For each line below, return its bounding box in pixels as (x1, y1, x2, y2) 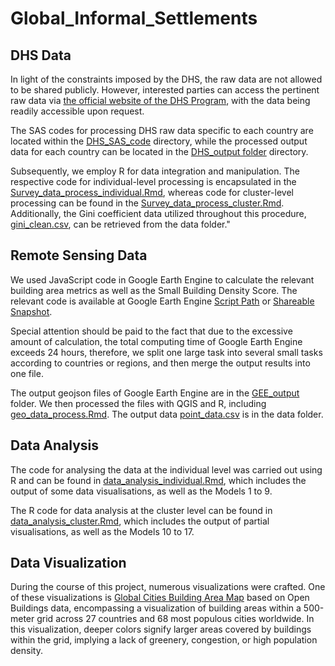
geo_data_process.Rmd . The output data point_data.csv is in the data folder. (10, 408, 324, 420)
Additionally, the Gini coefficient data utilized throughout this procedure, (10, 208, 307, 219)
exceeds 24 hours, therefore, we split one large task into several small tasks (10, 346, 323, 358)
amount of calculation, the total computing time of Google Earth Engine (10, 335, 303, 347)
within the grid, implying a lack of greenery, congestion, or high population (10, 634, 318, 646)
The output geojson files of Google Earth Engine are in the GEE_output (10, 387, 300, 399)
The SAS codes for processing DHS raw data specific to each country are (10, 125, 314, 136)
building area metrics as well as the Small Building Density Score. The (10, 284, 298, 296)
